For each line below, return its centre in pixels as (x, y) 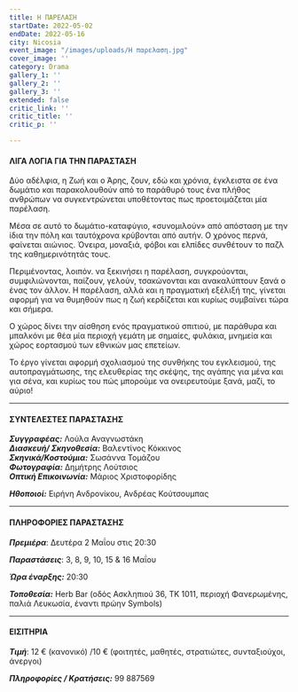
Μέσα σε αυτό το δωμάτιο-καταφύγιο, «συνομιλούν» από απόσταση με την (149, 226)
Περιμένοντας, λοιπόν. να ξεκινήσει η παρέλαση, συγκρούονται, (129, 271)
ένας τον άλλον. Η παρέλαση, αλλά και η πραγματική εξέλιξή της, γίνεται (148, 290)
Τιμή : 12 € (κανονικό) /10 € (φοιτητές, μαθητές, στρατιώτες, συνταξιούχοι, (147, 651)
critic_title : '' (41, 116)
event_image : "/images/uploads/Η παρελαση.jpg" (99, 51)
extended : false (39, 100)
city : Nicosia (35, 42)
